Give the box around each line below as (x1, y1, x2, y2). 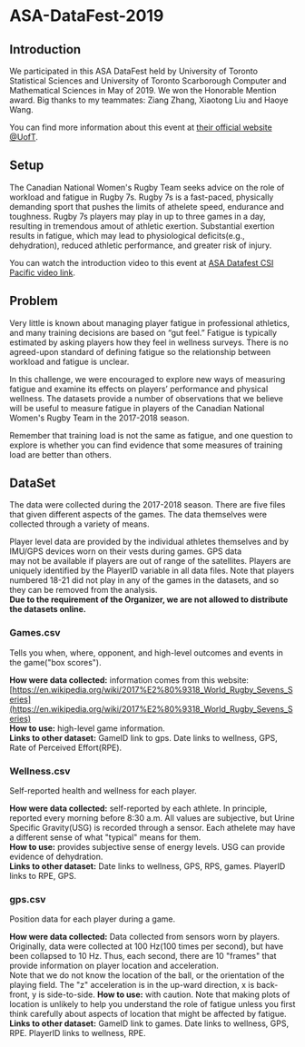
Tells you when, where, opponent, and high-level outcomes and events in (9, 647, 284, 658)
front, (9, 989, 30, 1000)
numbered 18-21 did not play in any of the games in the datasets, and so (9, 575, 280, 586)
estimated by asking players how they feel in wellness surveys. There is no (9, 337, 289, 348)
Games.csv (9, 627, 61, 639)
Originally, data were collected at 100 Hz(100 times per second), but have (9, 941, 284, 952)
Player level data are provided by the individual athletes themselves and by (9, 537, 289, 548)
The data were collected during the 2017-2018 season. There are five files (9, 499, 286, 510)
